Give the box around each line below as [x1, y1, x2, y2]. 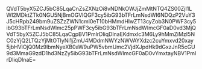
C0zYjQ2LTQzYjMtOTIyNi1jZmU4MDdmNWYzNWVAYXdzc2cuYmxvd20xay [6, 37, 194, 44]
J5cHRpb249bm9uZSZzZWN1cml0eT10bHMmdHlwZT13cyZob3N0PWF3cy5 [6, 18, 197, 25]
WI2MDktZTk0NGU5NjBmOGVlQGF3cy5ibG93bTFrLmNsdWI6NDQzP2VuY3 [6, 11, 195, 19]
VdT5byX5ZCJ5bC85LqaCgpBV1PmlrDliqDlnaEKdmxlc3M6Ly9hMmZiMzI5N [6, 31, 195, 38]
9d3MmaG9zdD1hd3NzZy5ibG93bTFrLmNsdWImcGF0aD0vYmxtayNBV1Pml [6, 50, 197, 56]
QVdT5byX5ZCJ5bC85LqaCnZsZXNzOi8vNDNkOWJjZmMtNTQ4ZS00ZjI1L [6, 5, 192, 12]
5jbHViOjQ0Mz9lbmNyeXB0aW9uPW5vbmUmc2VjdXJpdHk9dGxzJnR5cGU [6, 43, 196, 50]
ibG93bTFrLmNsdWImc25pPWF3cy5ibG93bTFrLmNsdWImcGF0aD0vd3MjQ [6, 24, 197, 31]
